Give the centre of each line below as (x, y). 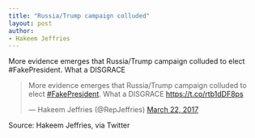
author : (21, 31)
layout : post (30, 23)
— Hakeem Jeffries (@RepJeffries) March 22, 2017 (113, 110)
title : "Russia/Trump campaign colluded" (79, 16)
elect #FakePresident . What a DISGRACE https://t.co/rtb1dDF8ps (136, 94)
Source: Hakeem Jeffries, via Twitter (69, 125)
